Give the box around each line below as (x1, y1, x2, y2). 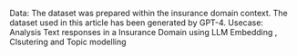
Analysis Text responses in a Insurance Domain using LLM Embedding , (9, 27, 278, 37)
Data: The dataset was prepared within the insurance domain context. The (9, 8, 289, 18)
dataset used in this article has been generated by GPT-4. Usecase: (9, 17, 264, 28)
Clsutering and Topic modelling (9, 36, 127, 47)
